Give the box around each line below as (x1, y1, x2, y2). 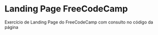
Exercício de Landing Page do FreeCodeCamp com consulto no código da (4, 19, 153, 25)
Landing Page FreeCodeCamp (4, 3, 128, 14)
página (4, 24, 19, 30)
